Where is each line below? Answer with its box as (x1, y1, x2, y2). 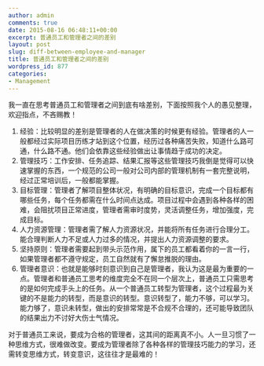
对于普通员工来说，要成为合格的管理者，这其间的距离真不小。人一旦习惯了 (8, 329, 249, 339)
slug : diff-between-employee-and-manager (8, 48, 146, 56)
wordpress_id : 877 (8, 63, 68, 71)
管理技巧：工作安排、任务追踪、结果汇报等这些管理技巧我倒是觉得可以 (19, 156, 247, 165)
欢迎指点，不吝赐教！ (8, 109, 77, 119)
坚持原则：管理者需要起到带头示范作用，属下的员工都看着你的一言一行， (19, 244, 254, 254)
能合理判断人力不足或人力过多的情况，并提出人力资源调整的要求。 (19, 234, 233, 243)
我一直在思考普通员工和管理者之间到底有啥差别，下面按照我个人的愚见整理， (8, 100, 256, 109)
